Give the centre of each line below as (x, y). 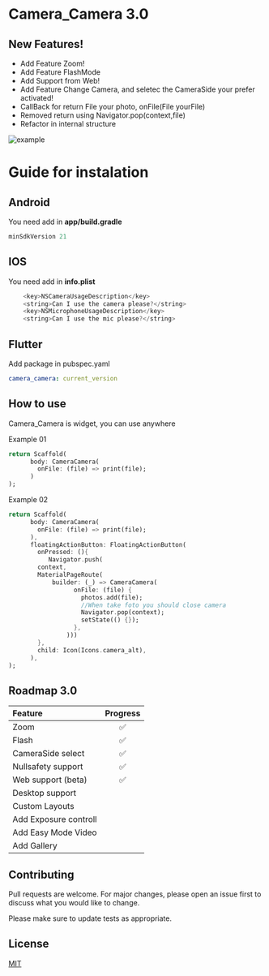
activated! (37, 98)
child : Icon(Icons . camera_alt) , (92, 650)
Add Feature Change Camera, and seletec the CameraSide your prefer (137, 89)
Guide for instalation (79, 172)
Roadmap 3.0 (43, 690)
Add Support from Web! (60, 81)
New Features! (46, 44)
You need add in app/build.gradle (65, 221)
